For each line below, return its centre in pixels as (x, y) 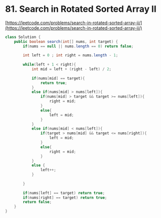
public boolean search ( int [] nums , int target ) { (66, 41)
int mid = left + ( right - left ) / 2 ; (71, 69)
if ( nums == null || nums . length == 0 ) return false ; (78, 46)
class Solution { (23, 37)
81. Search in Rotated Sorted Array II (81, 9)
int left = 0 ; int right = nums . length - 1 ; (71, 55)
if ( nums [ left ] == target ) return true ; (64, 193)
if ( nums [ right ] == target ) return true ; (65, 198)
